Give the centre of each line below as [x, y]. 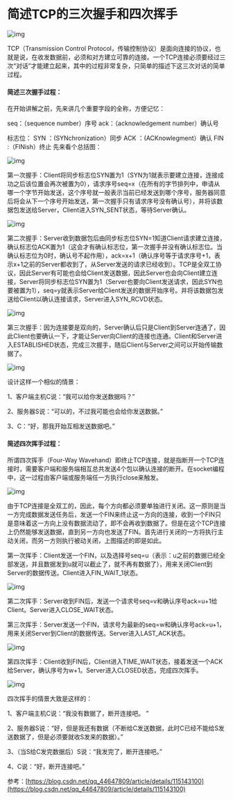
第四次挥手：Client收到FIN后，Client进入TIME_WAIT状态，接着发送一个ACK [115, 661]
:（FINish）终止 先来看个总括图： [54, 147]
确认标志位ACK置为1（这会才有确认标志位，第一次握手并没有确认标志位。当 [115, 247]
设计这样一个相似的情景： [44, 382]
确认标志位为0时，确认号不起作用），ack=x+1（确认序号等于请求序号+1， [111, 256]
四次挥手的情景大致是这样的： [50, 699]
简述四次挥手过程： [35, 444]
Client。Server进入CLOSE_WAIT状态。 [62, 610]
